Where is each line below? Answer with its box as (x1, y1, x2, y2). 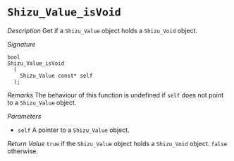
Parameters (7, 112, 42, 120)
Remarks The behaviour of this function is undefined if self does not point (7, 90, 224, 99)
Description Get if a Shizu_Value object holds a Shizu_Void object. (7, 26, 198, 35)
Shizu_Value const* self (20, 72, 93, 79)
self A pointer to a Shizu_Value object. (17, 126, 130, 134)
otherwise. (7, 147, 39, 155)
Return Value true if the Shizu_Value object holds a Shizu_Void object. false (7, 139, 228, 148)
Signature (7, 40, 36, 48)
